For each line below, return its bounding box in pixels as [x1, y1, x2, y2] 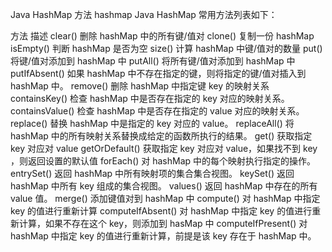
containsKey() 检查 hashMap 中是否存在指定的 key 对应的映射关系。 [10, 93, 290, 104]
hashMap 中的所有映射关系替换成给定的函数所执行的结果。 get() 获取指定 [10, 130, 313, 142]
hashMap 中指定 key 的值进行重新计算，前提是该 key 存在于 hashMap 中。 [10, 230, 317, 242]
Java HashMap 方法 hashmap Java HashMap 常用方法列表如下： [10, 9, 278, 20]
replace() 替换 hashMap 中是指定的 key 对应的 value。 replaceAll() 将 [10, 118, 295, 129]
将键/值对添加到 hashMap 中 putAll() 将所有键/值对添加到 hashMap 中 [10, 55, 296, 67]
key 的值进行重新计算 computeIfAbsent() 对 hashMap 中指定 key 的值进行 [10, 205, 313, 217]
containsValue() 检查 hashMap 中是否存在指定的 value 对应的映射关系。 [10, 105, 305, 117]
